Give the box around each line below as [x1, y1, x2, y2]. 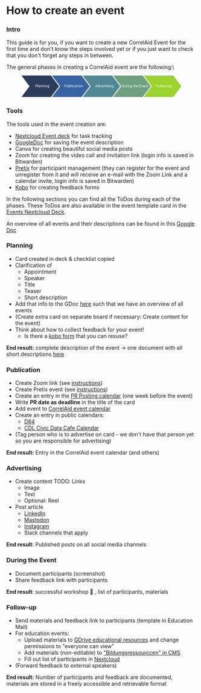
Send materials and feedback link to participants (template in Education [14, 617, 193, 624]
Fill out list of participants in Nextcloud [24, 655, 120, 663]
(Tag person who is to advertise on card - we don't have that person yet [14, 431, 194, 438]
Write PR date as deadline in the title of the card [14, 399, 135, 406]
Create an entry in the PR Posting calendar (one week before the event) [14, 392, 193, 399]
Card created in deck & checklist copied [14, 255, 115, 262]
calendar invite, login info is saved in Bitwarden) [14, 177, 135, 185]
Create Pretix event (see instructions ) [14, 386, 108, 393]
